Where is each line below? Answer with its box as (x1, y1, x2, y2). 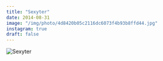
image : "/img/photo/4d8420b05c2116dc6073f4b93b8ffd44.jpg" (6, 20, 158, 26)
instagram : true (6, 25, 47, 32)
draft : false (6, 31, 39, 37)
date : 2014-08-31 (6, 14, 50, 21)
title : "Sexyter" (6, 8, 50, 15)
